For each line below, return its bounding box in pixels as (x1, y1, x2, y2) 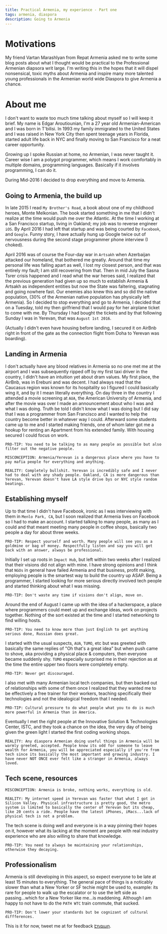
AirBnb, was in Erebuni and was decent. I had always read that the (5, 379, 141, 385)
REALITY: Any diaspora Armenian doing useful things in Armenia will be (5, 739, 160, 744)
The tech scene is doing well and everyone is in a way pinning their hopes (5, 822, 157, 828)
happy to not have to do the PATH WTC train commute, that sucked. (5, 900, 140, 907)
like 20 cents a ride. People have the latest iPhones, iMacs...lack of (5, 809, 160, 814)
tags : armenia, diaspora (5, 12, 57, 17)
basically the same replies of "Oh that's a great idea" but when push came (5, 645, 158, 651)
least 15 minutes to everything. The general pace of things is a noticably (5, 879, 153, 885)
